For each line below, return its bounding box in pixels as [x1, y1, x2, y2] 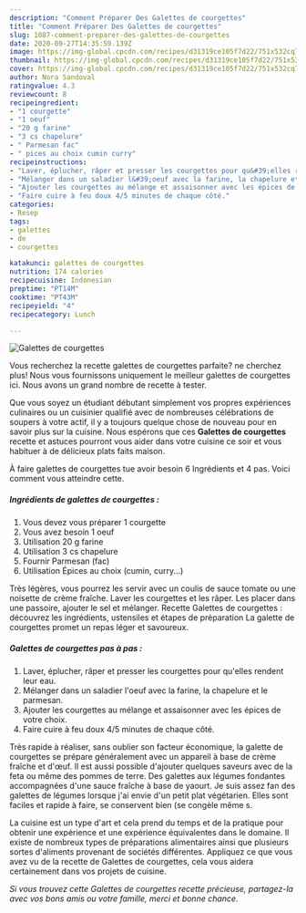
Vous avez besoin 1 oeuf [22, 526, 115, 538]
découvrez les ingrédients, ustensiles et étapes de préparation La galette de [9, 612, 295, 623]
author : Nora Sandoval [9, 73, 96, 82]
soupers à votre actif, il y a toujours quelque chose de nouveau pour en [9, 417, 278, 428]
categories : [9, 200, 55, 210]
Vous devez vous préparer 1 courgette [22, 517, 167, 528]
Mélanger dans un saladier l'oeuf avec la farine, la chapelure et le [22, 685, 269, 696]
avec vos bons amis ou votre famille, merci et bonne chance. [9, 893, 239, 904]
